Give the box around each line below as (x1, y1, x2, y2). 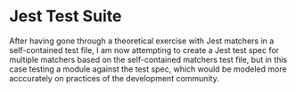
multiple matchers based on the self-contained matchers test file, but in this (9, 54, 288, 65)
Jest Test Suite (9, 6, 122, 27)
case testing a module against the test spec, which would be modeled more (9, 64, 287, 74)
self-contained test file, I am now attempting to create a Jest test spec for (9, 44, 279, 55)
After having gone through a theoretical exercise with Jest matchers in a (9, 35, 275, 46)
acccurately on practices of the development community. (9, 73, 220, 83)
